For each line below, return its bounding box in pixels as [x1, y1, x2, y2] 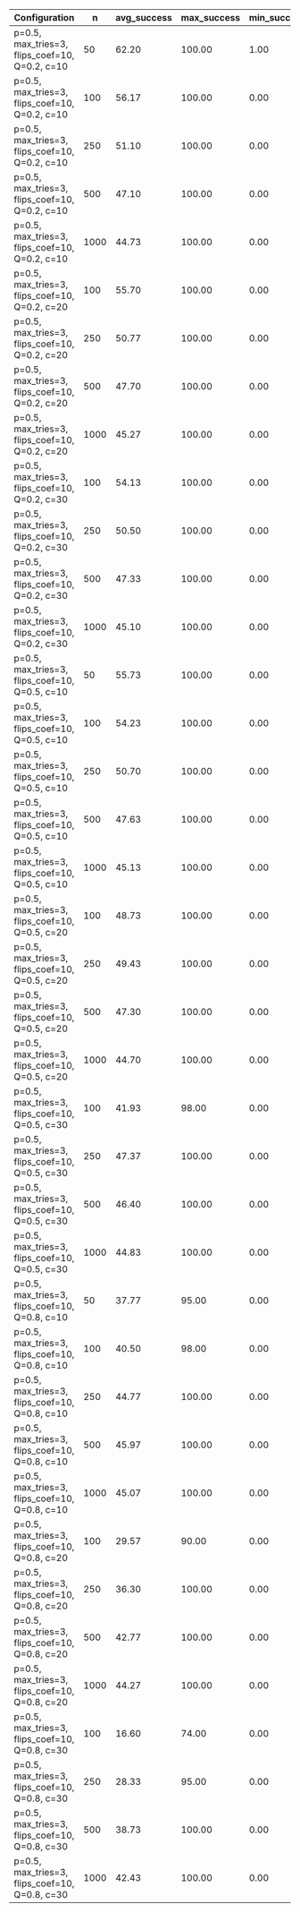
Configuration [13, 12, 75, 23]
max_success [180, 12, 241, 23]
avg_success [115, 12, 172, 23]
